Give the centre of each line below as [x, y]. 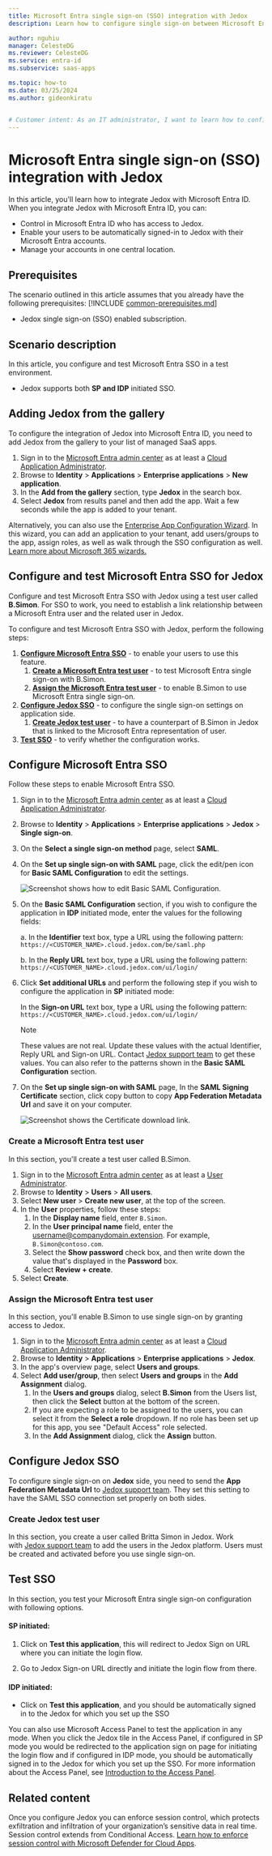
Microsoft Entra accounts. [63, 241]
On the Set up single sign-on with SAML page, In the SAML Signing [134, 1087]
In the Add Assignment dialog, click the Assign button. [124, 1435]
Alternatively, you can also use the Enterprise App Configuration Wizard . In [133, 525]
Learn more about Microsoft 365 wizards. [78, 551]
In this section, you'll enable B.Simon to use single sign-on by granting [125, 1316]
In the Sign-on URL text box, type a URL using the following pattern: [134, 1007]
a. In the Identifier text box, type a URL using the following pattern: [132, 937]
